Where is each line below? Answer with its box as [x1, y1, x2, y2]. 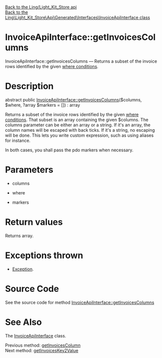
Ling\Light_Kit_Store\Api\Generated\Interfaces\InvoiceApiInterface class [5, 15, 150, 20]
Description [5, 81, 54, 92]
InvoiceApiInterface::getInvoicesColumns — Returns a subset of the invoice [5, 58, 158, 64]
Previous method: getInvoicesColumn [5, 342, 81, 348]
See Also [5, 316, 42, 328]
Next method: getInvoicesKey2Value [5, 347, 78, 353]
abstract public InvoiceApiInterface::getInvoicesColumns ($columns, [5, 96, 142, 102]
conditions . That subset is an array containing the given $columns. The [5, 117, 148, 122]
